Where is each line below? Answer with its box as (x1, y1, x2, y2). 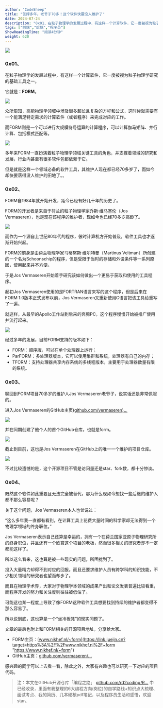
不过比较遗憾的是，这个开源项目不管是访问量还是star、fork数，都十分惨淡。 (5, 465, 157, 471)
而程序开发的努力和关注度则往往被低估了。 (5, 589, 90, 595)
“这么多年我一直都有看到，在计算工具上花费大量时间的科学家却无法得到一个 (5, 518, 156, 523)
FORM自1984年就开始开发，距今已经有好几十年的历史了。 (5, 198, 121, 204)
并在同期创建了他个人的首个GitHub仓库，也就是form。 (5, 426, 114, 432)
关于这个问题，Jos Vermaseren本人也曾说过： (5, 507, 98, 513)
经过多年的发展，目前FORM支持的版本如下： (5, 337, 94, 343)
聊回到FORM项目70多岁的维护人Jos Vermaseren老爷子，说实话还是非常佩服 (5, 391, 157, 397)
